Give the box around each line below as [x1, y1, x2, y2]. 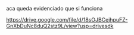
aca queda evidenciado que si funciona [6, 5, 103, 12]
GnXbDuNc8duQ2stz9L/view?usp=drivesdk [6, 23, 114, 29]
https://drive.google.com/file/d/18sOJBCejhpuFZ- [6, 16, 128, 23]
